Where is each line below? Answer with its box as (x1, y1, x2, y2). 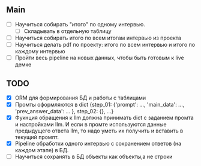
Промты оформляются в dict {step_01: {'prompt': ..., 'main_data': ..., (14, 101, 185, 108)
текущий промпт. (14, 134, 59, 141)
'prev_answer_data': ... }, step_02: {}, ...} (14, 108, 114, 115)
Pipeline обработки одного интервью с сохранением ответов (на (14, 140, 182, 147)
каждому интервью (14, 48, 65, 55)
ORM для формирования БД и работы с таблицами (14, 94, 146, 101)
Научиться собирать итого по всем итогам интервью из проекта (14, 34, 182, 41)
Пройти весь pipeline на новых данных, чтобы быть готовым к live (14, 54, 184, 62)
